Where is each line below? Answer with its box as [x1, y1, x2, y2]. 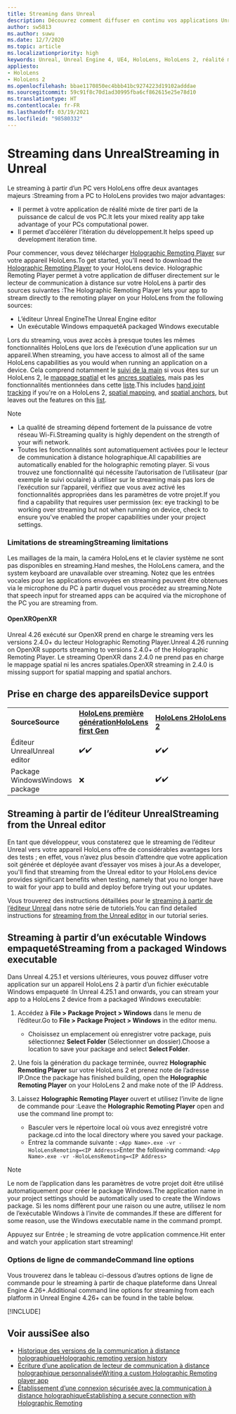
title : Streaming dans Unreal [7, 10, 96, 18]
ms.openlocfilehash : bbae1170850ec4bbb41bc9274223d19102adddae [7, 82, 197, 89]
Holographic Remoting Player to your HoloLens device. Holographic [7, 263, 203, 272]
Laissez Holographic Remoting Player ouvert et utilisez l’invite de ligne [17, 1094, 223, 1103]
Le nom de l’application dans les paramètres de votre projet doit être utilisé [7, 1179, 224, 1187]
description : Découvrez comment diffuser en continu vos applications [7, 17, 218, 24]
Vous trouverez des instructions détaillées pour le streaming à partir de [7, 896, 213, 905]
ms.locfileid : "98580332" [7, 115, 83, 122]
